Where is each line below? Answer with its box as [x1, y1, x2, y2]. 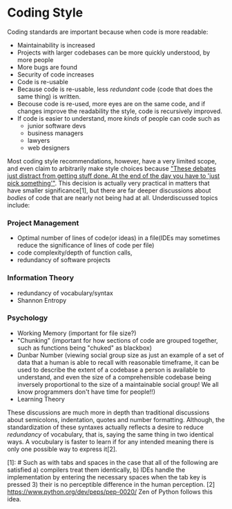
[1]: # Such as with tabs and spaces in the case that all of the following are [7, 458, 219, 466]
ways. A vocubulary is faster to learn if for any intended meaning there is [7, 437, 214, 446]
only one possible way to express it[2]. [7, 445, 117, 453]
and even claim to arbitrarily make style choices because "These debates [7, 164, 216, 172]
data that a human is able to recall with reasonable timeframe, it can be [17, 358, 220, 366]
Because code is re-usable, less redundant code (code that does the [17, 85, 213, 93]
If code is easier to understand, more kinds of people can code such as [17, 114, 220, 122]
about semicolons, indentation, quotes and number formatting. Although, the [7, 415, 225, 423]
